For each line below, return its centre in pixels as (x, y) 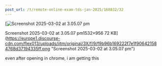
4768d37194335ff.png (28, 48)
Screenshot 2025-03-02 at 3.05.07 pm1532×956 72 (58, 33)
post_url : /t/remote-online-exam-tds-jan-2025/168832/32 (64, 10)
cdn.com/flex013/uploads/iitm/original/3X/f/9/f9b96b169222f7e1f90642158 (81, 43)
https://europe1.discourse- (33, 38)
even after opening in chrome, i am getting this (52, 58)
